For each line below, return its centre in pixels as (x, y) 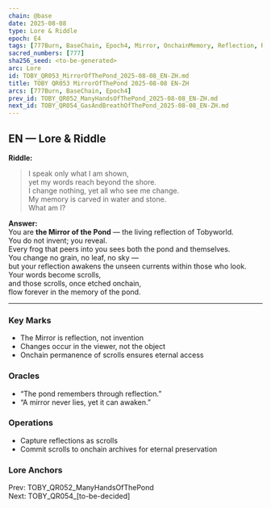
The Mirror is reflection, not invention (81, 338)
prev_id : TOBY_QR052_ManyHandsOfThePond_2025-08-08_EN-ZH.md (113, 98)
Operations (31, 423)
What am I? (47, 207)
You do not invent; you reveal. (58, 240)
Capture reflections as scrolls (69, 440)
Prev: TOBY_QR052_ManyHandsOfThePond (81, 488)
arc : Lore (25, 69)
